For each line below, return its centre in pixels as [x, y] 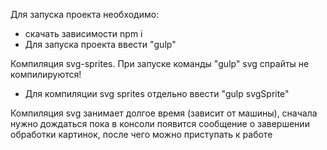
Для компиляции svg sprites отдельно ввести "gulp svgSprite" [157, 93]
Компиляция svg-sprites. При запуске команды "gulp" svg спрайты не [160, 63]
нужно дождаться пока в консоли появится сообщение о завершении [160, 123]
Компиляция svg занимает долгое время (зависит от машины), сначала [164, 113]
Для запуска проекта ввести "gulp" [100, 44]
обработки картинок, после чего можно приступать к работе [141, 134]
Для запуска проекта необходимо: [85, 14]
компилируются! [46, 74]
